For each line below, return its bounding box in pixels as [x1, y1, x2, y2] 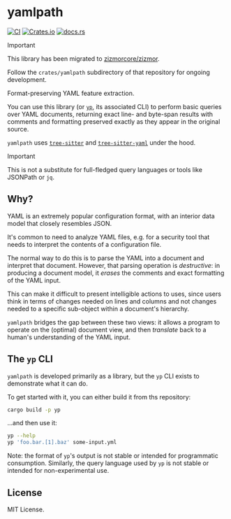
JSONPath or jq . [7, 173, 54, 181]
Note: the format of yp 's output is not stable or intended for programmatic [7, 452, 218, 460]
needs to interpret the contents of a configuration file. [7, 240, 162, 248]
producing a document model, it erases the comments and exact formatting [7, 269, 225, 277]
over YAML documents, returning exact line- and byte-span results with [7, 110, 214, 118]
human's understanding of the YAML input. [7, 333, 131, 341]
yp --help [7, 432, 36, 439]
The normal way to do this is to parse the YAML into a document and [7, 253, 204, 262]
